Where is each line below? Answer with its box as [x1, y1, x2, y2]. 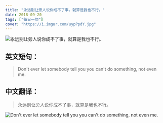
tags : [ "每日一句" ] [5, 17, 44, 22]
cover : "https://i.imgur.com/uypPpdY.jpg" [5, 21, 96, 27]
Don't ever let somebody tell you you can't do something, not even [17, 66, 157, 72]
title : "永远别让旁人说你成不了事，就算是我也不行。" [5, 7, 105, 13]
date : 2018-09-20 [5, 12, 42, 17]
